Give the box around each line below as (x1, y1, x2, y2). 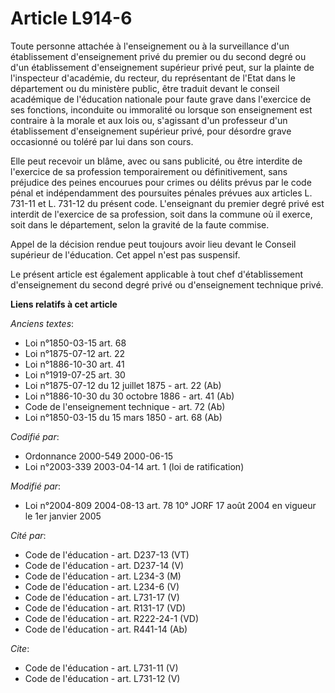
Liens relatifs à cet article (10, 298, 118, 310)
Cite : (10, 642, 30, 654)
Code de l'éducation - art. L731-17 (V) (24, 591, 180, 603)
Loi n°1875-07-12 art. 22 (24, 347, 126, 359)
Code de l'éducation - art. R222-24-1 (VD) (24, 612, 200, 624)
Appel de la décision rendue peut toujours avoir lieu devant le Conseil (10, 238, 297, 250)
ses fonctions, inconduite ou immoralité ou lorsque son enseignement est (10, 103, 313, 116)
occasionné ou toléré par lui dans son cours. (10, 135, 194, 147)
